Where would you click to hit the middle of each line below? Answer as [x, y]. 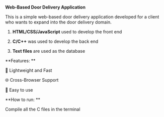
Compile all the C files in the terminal [43, 109]
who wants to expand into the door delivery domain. [58, 22]
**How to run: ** [23, 100]
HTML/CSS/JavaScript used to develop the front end [67, 32]
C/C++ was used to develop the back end [55, 41]
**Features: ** [20, 61]
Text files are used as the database [49, 51]
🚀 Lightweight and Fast [29, 70]
